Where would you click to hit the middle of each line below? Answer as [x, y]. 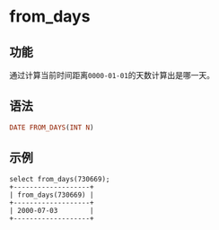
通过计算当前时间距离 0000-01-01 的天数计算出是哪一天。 [112, 75]
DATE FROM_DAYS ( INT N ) [52, 128]
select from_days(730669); [60, 179]
